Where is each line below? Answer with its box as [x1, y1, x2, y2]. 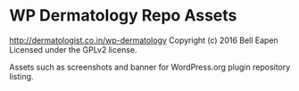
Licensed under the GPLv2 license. [9, 44, 137, 54]
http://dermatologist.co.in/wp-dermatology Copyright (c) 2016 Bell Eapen [9, 35, 278, 45]
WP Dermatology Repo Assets [9, 5, 237, 26]
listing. [9, 70, 34, 81]
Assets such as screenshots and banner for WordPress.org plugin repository [9, 62, 291, 72]
